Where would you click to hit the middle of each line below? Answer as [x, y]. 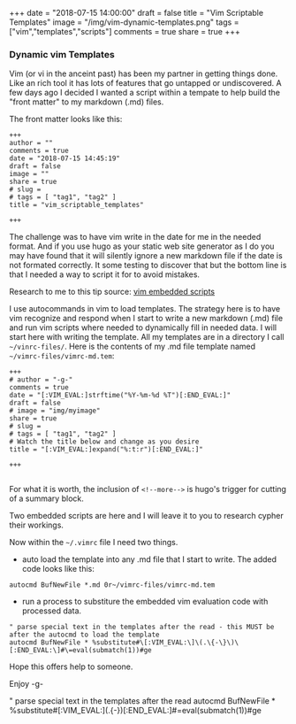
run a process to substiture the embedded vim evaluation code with [145, 602]
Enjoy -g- [27, 684]
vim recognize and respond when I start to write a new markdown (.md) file [146, 319]
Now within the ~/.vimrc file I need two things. [94, 543]
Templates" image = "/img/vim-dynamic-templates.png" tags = [124, 22]
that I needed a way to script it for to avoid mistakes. [105, 274]
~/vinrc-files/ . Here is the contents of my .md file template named [133, 347]
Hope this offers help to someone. [71, 666]
